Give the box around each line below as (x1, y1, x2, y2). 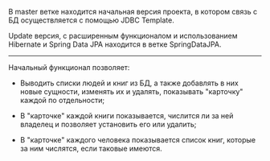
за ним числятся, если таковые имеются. (19, 144, 162, 153)
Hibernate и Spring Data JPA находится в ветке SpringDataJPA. (8, 39, 222, 49)
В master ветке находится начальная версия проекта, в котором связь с (8, 7, 258, 16)
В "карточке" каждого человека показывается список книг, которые (19, 135, 256, 144)
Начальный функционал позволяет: (8, 63, 130, 72)
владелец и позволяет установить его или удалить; (19, 120, 197, 129)
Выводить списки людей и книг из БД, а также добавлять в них (19, 78, 239, 88)
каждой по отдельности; (19, 96, 105, 105)
